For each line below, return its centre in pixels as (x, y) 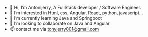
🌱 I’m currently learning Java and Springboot (56, 18)
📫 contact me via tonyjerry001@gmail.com (54, 29)
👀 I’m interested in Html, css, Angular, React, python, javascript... (76, 13)
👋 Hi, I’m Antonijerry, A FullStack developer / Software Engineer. (75, 8)
